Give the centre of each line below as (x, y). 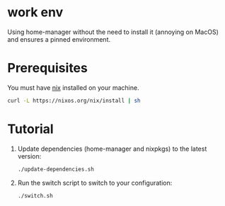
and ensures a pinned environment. (59, 39)
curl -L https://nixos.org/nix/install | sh (74, 101)
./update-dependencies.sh (56, 169)
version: (29, 156)
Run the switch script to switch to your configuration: (95, 183)
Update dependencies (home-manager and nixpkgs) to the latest (112, 149)
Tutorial (31, 129)
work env (35, 12)
